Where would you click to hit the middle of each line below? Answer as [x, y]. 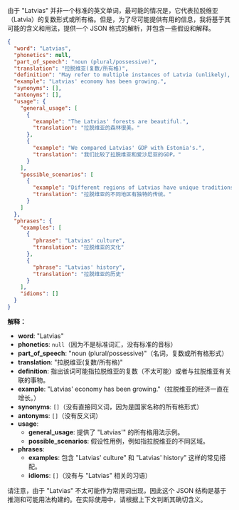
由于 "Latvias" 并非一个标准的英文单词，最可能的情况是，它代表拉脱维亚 [113, 10]
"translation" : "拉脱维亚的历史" [79, 274]
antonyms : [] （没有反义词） [60, 415]
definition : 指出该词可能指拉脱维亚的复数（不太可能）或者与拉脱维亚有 [121, 371]
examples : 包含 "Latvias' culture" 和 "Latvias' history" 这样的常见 [124, 457]
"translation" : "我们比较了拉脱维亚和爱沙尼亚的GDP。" [107, 154]
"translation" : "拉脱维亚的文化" [79, 248]
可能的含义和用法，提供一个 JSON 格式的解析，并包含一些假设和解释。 [111, 28]
